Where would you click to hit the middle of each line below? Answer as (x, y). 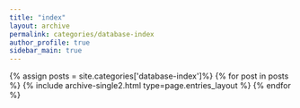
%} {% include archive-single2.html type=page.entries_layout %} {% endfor (150, 86)
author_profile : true (50, 42)
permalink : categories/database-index (82, 34)
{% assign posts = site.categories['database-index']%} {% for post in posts (149, 76)
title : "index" (38, 17)
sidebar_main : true (46, 51)
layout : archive (40, 26)
